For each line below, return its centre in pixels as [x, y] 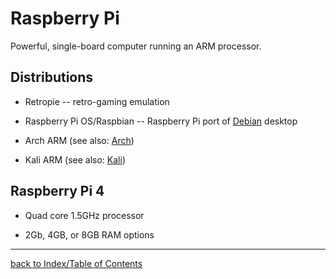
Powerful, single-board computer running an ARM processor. [136, 46]
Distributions [52, 77]
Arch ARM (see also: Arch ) [79, 140]
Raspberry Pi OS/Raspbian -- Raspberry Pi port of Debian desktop [161, 121]
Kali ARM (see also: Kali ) [75, 159]
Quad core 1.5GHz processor [84, 215]
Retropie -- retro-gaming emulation [97, 101]
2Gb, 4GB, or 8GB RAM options [89, 234]
